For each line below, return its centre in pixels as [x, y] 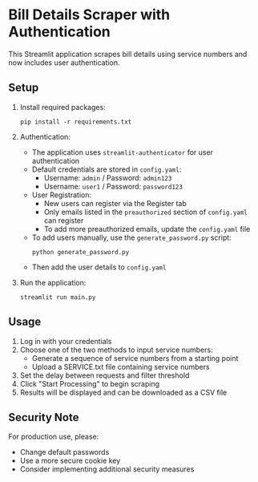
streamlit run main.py [58, 297]
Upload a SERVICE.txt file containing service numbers [121, 367]
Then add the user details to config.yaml [99, 267]
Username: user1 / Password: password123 [113, 186]
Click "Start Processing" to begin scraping [90, 383]
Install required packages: [62, 107]
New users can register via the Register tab [115, 203]
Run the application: [53, 282]
